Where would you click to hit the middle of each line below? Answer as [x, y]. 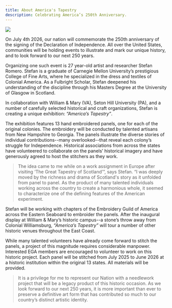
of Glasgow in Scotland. [30, 92]
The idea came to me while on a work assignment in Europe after [86, 166]
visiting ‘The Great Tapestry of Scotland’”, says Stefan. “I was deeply [90, 171]
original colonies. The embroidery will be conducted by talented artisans [81, 129]
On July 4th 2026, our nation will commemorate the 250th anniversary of [82, 39]
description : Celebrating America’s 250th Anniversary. [66, 15]
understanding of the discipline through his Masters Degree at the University [86, 87]
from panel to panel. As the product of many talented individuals [85, 182]
